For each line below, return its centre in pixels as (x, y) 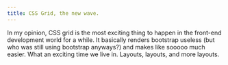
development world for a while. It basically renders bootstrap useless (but (111, 40)
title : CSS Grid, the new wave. (53, 13)
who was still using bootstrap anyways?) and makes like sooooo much (106, 47)
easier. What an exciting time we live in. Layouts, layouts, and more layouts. (113, 54)
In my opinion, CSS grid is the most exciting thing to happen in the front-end (114, 32)
